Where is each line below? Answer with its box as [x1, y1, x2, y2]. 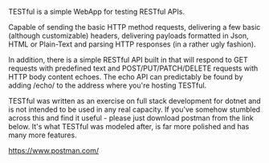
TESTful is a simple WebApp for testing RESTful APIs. [8, 7, 185, 16]
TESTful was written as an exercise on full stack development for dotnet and [8, 96, 261, 105]
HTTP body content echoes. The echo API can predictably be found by [8, 72, 243, 81]
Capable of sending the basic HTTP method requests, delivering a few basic [8, 22, 261, 31]
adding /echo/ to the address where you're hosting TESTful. [8, 80, 207, 90]
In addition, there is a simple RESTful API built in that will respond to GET [8, 55, 248, 64]
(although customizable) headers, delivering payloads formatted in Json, [8, 31, 249, 40]
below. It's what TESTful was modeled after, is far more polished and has [8, 122, 250, 131]
